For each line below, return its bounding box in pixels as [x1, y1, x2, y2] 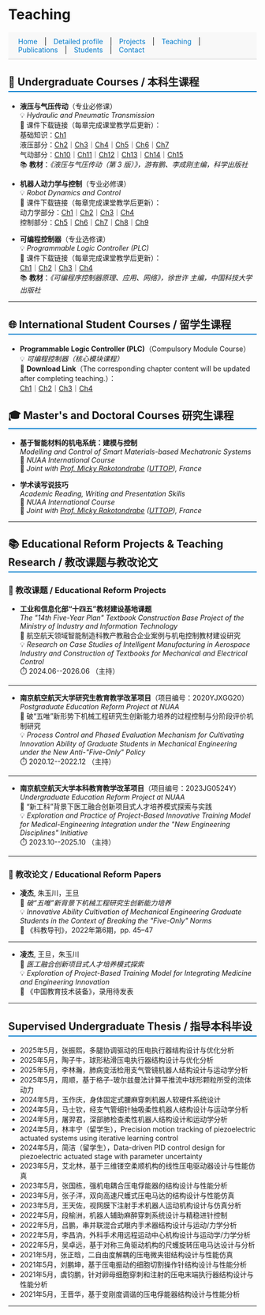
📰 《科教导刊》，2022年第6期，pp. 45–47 [19, 925, 154, 935]
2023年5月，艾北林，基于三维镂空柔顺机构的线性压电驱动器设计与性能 [19, 1161, 248, 1171]
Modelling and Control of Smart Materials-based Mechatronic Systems [19, 447, 252, 456]
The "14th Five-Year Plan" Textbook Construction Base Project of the [19, 613, 244, 622]
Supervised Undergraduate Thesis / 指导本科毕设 [8, 1019, 252, 1033]
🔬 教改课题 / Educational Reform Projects [8, 584, 167, 595]
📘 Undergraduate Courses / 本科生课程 [8, 75, 200, 89]
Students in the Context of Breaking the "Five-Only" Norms [19, 916, 212, 926]
